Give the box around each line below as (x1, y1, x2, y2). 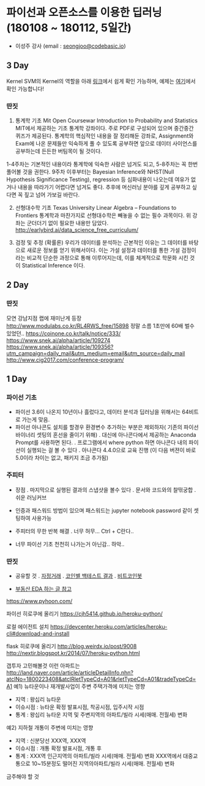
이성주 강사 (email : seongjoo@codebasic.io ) (15, 42, 127, 50)
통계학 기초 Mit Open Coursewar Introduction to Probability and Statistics (15, 117, 198, 124)
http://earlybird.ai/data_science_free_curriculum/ (15, 226, 139, 234)
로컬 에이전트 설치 (6, 623, 49, 631)
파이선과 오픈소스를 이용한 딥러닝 (6, 6, 162, 20)
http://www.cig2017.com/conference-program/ (6, 356, 124, 363)
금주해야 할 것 (6, 773, 40, 780)
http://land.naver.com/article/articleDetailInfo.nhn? (6, 669, 133, 677)
